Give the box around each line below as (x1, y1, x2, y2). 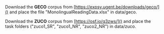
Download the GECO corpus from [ (5, 4, 76, 10)
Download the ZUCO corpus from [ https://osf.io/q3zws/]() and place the (5, 19, 151, 24)
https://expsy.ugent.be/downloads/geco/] (75, 4, 160, 10)
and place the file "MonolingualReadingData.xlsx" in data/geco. (9, 9, 137, 15)
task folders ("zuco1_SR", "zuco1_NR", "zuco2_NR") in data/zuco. (5, 23, 136, 29)
